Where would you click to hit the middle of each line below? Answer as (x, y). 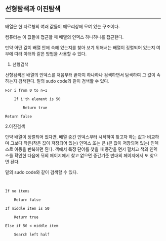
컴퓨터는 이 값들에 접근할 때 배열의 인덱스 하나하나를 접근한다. (64, 37)
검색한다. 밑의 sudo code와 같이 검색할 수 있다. (64, 81)
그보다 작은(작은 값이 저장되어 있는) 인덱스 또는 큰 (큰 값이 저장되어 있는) (80, 143)
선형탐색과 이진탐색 (33, 9)
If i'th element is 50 (37, 99)
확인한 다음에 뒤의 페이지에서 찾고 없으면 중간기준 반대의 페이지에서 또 (82, 155)
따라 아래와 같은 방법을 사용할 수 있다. (50, 54)
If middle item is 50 (27, 208)
